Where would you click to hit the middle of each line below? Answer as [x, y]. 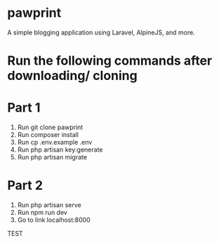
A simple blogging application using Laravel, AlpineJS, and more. [101, 32]
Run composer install [48, 135]
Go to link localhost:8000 [54, 220]
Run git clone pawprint [50, 127]
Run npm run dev [42, 212]
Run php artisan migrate [52, 157]
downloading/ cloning [73, 76]
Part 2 [25, 186]
